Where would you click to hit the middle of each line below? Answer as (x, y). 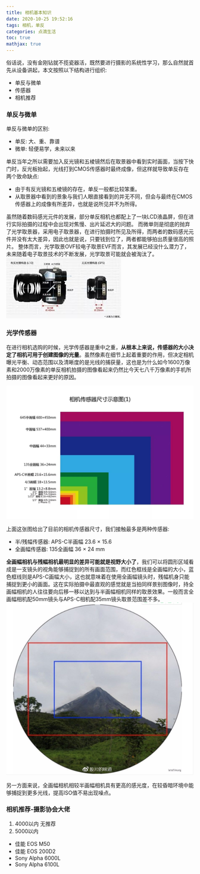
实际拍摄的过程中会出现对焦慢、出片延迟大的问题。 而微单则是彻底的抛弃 (101, 224)
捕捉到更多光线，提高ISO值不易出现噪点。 (62, 793)
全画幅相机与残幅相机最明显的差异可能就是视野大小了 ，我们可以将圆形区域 (97, 562)
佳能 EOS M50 (32, 844)
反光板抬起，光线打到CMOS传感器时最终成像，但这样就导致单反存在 (105, 169)
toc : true (18, 38)
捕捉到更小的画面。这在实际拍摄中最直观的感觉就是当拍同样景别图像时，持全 (100, 584)
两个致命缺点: (23, 177)
